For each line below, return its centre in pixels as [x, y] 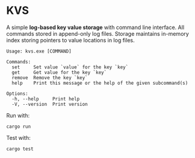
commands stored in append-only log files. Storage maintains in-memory [98, 33]
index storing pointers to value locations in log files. [71, 40]
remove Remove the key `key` [50, 77]
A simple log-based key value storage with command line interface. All [95, 27]
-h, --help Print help [46, 99]
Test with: [18, 137]
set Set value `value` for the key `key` [70, 67]
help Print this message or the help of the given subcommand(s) [100, 83]
